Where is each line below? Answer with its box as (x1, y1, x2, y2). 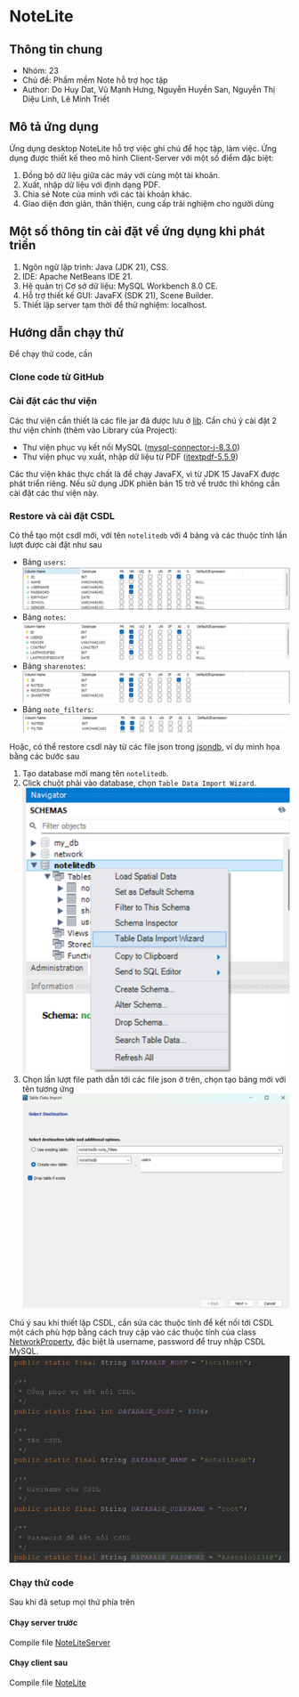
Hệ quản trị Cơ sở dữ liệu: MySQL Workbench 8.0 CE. (21, 280, 218, 291)
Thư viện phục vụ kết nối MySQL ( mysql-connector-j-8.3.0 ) (21, 442, 240, 452)
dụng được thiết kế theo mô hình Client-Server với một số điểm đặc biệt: (9, 152, 274, 163)
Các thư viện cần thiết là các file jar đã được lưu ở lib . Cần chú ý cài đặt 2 (9, 415, 278, 426)
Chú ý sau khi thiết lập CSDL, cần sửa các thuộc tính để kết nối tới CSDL (9, 1317, 274, 1328)
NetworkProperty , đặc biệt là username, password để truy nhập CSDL (9, 1336, 266, 1346)
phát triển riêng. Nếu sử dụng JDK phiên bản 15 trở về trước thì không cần (9, 478, 280, 489)
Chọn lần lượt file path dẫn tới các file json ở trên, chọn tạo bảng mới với (21, 1075, 287, 1085)
